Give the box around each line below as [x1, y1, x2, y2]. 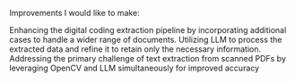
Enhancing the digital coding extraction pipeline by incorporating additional [9, 25, 287, 35]
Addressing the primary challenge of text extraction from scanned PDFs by [9, 53, 287, 63]
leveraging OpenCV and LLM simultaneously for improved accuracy [9, 62, 260, 73]
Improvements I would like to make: [9, 8, 141, 18]
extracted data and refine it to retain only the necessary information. [9, 44, 262, 54]
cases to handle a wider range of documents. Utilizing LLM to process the [9, 35, 282, 45]
